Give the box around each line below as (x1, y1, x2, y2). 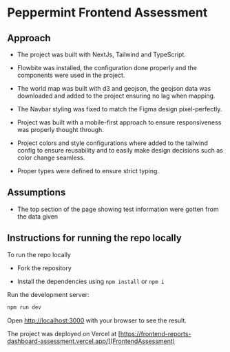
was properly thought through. (17, 126, 105, 133)
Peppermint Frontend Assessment (7, 5, 208, 21)
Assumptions (7, 187, 66, 199)
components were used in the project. (17, 71, 125, 79)
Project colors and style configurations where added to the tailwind (17, 139, 208, 147)
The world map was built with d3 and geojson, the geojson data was (17, 85, 211, 92)
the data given (17, 212, 59, 221)
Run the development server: (7, 290, 90, 298)
